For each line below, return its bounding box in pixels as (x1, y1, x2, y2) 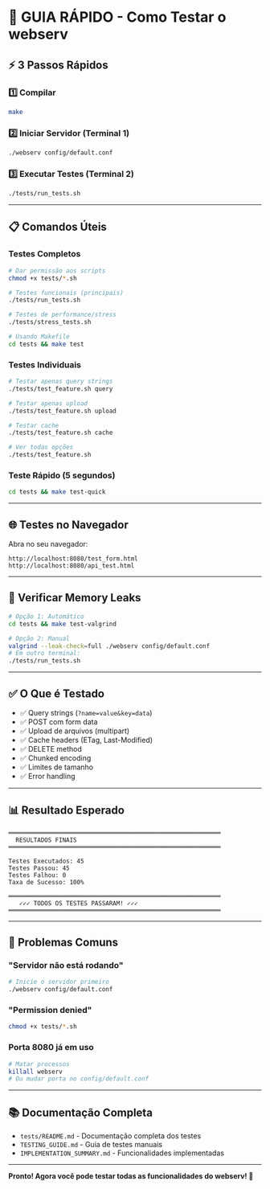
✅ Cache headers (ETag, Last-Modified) (19, 735, 153, 744)
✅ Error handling (19, 771, 76, 781)
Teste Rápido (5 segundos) (8, 470, 116, 481)
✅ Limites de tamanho (19, 762, 94, 772)
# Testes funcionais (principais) (8, 289, 125, 297)
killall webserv (8, 1068, 63, 1076)
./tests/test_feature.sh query (8, 384, 113, 393)
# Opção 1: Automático (8, 612, 84, 621)
